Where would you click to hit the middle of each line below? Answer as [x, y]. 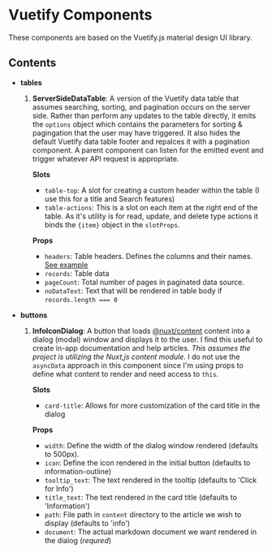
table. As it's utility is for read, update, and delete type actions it [151, 216]
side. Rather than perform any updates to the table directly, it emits [144, 115]
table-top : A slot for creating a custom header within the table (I [152, 190]
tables [31, 82]
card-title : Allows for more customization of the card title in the [152, 405]
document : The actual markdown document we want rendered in [151, 531]
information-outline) [78, 471]
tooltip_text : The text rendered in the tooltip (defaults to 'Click [151, 480]
